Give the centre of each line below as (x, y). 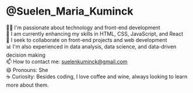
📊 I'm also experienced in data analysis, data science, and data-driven (91, 46)
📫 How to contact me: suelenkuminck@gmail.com (67, 61)
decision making (26, 55)
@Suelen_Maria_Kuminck (70, 11)
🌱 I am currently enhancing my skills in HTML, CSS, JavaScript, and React (95, 33)
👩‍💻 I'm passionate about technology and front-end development (83, 27)
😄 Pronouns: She (27, 70)
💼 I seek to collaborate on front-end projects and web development (87, 40)
